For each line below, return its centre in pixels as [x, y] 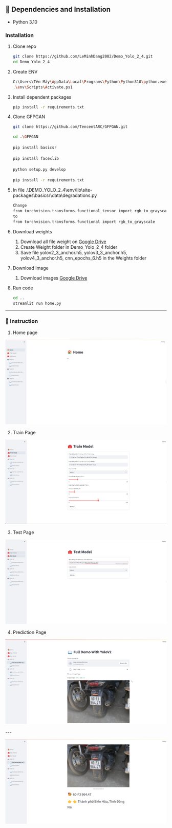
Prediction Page [30, 632]
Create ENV [25, 71]
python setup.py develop [39, 169]
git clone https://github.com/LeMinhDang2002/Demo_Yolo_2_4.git [83, 57]
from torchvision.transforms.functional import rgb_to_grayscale [84, 222]
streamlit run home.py [37, 303]
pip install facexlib [36, 158]
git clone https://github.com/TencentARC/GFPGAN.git [70, 127]
